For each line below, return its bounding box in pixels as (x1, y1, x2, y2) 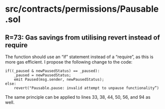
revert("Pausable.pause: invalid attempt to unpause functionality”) (14, 86, 160, 90)
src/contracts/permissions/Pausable (5, 3, 159, 15)
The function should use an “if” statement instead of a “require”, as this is (5, 54, 154, 60)
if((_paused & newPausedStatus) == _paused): (5, 68, 100, 73)
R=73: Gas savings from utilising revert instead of (5, 33, 160, 42)
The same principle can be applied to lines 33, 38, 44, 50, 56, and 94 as (5, 94, 151, 100)
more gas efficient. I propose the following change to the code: (5, 59, 133, 65)
